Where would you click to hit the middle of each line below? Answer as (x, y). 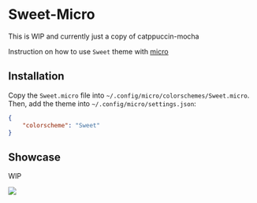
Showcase (35, 157)
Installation (36, 76)
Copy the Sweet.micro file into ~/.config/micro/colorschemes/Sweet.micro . (129, 95)
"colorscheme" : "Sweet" (61, 125)
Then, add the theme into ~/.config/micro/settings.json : (102, 103)
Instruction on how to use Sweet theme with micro (88, 51)
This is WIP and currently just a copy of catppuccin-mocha (104, 36)
